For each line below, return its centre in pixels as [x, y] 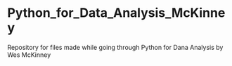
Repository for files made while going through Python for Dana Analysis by [115, 47]
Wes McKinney [29, 55]
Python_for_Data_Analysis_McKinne [116, 13]
